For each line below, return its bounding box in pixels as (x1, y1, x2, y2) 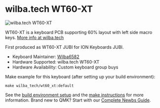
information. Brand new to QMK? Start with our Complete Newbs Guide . (5, 97, 151, 103)
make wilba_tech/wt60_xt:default (5, 83, 74, 88)
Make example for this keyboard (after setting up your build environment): (5, 73, 156, 79)
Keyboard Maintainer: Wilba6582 (12, 53, 80, 60)
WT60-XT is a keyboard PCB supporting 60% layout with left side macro (5, 29, 153, 35)
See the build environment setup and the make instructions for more (5, 92, 144, 98)
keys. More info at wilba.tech (5, 35, 64, 40)
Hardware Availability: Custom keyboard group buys (12, 64, 119, 70)
